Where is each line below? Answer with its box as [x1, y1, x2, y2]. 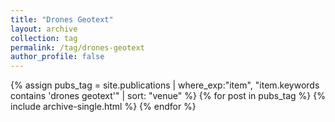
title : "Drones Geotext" [10, 14, 114, 25]
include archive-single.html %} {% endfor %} [10, 101, 197, 113]
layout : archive [10, 24, 78, 34]
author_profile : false [10, 52, 105, 62]
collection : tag [10, 33, 78, 43]
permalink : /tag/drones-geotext [10, 42, 145, 53]
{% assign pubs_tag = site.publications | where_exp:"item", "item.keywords [10, 79, 320, 91]
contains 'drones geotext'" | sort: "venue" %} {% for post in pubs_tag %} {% [10, 90, 326, 102]
